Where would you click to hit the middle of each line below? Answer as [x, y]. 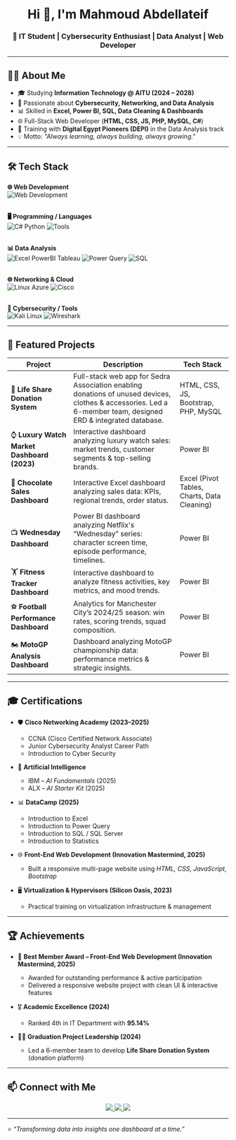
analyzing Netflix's [104, 525]
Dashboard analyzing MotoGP [123, 641]
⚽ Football [29, 607]
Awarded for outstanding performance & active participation [115, 977]
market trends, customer [114, 449]
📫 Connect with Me [52, 1087]
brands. [86, 467]
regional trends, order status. [121, 500]
